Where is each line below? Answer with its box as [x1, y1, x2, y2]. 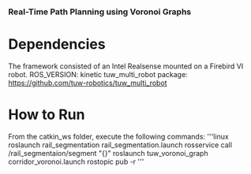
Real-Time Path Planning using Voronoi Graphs [8, 6, 192, 17]
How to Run [8, 106, 85, 124]
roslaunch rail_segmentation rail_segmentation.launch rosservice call [8, 140, 233, 150]
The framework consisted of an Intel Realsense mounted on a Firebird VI [8, 61, 244, 71]
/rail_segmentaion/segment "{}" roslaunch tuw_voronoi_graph [8, 148, 208, 157]
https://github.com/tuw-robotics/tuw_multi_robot [8, 78, 167, 87]
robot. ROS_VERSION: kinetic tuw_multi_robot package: [8, 69, 188, 79]
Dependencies [8, 35, 106, 54]
